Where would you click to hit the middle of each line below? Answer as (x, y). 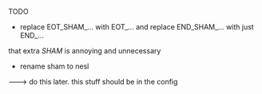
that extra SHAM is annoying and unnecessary (85, 51)
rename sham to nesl (54, 66)
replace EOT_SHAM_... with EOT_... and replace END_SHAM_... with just (137, 27)
